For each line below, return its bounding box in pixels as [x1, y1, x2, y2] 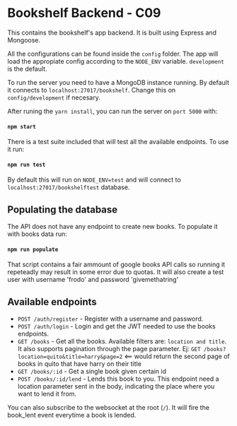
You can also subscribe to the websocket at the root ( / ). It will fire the [7, 403, 210, 412]
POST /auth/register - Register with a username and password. [17, 314, 204, 323]
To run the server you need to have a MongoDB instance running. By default [7, 78, 230, 86]
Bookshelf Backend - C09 [7, 5, 161, 21]
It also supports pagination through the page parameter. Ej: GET [17, 345, 201, 353]
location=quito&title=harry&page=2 [17, 353, 123, 361]
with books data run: [7, 230, 67, 238]
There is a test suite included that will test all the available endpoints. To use [7, 138, 229, 146]
